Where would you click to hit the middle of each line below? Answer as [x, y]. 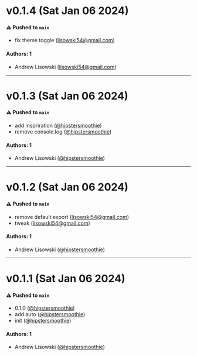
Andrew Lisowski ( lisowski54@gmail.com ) [65, 67]
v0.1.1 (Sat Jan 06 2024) [66, 278]
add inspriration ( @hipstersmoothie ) [58, 125]
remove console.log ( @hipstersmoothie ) [63, 131]
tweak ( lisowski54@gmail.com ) [52, 223]
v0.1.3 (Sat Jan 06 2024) [67, 96]
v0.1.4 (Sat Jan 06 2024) [67, 11]
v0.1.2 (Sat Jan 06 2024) [67, 187]
